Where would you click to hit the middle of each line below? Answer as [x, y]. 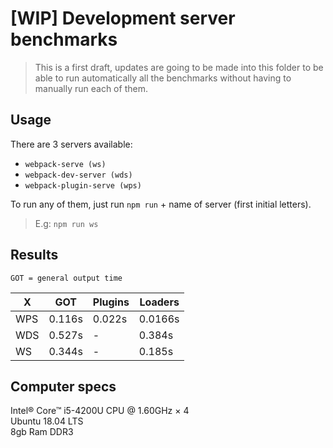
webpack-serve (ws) [65, 164]
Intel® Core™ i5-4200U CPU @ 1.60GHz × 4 [100, 411]
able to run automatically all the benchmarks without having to [163, 78]
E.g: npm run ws [66, 223]
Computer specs [63, 386]
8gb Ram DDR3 [42, 432]
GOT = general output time [66, 278]
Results [34, 255]
